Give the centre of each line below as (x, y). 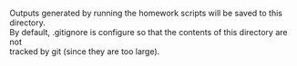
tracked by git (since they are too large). (85, 52)
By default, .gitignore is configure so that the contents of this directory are (148, 32)
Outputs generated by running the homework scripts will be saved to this (146, 13)
